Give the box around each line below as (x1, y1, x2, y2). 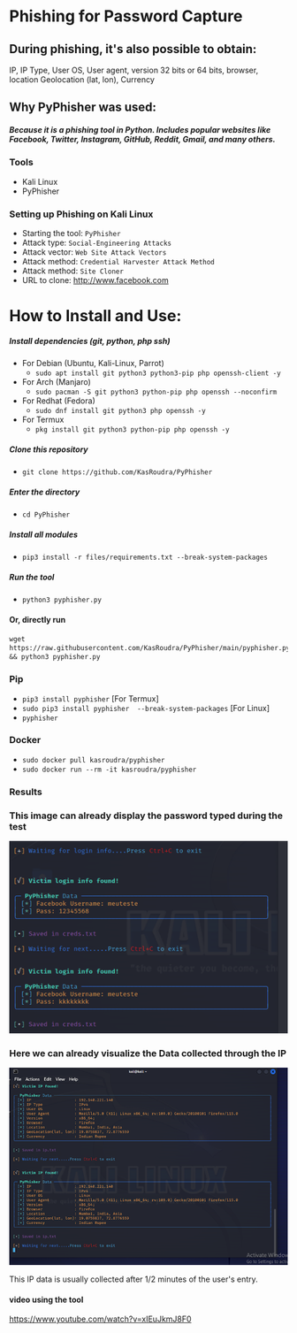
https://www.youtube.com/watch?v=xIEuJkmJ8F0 (9, 1314, 192, 1324)
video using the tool (9, 1294, 84, 1305)
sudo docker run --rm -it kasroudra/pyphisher (21, 765, 197, 774)
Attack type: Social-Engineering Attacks (21, 237, 172, 249)
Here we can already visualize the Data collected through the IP (9, 1046, 287, 1059)
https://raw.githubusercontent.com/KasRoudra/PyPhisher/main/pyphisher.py (9, 644, 291, 653)
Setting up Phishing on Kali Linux (9, 208, 154, 220)
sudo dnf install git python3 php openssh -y (34, 407, 206, 416)
